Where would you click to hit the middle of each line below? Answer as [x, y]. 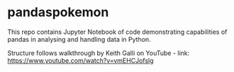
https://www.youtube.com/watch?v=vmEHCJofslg [80, 60]
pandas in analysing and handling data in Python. [79, 39]
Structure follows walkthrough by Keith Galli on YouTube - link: [99, 53]
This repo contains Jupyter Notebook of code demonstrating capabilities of [117, 32]
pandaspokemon [58, 12]
